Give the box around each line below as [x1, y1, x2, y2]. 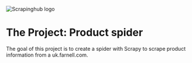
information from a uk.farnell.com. [6, 51, 88, 58]
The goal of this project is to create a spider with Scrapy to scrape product [6, 45, 186, 52]
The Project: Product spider [6, 26, 143, 39]
